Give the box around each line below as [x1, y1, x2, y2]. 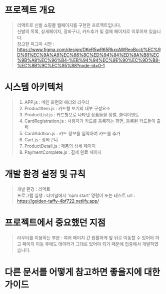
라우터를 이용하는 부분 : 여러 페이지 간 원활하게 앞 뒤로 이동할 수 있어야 [16, 234, 154, 240]
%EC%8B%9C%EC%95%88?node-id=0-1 [16, 62, 105, 68]
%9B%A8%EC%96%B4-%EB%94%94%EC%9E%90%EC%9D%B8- [16, 57, 160, 63]
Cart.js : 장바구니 [24, 136, 58, 143]
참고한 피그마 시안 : [16, 41, 54, 47]
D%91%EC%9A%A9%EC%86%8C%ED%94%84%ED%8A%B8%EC [16, 52, 159, 58]
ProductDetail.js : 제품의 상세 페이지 [24, 143, 96, 149]
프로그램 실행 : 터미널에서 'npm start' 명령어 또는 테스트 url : [16, 192, 135, 198]
